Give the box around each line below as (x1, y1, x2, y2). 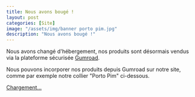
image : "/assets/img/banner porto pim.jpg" (6, 25, 118, 32)
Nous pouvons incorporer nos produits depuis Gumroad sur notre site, (6, 66, 181, 73)
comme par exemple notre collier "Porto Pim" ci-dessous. (6, 72, 150, 80)
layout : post (6, 14, 39, 20)
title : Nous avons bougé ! (6, 8, 74, 15)
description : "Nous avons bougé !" (6, 31, 96, 37)
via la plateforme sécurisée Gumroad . (6, 54, 100, 61)
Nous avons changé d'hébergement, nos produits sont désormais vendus (6, 48, 189, 55)
